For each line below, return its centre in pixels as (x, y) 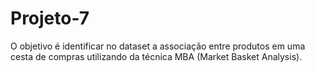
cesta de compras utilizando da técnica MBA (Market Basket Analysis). (156, 56)
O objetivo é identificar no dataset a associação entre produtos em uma (158, 46)
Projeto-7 (50, 18)
